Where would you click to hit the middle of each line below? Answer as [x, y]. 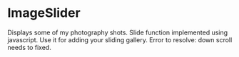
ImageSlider [44, 13]
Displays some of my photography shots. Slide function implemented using [118, 32]
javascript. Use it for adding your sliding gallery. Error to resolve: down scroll [120, 39]
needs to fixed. [29, 47]
